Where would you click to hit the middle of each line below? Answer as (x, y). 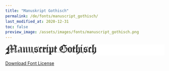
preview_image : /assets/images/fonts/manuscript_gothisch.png (72, 32)
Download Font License (30, 63)
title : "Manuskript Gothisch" (37, 11)
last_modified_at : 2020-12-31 (37, 21)
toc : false (17, 27)
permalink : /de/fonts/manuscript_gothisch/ (52, 16)
